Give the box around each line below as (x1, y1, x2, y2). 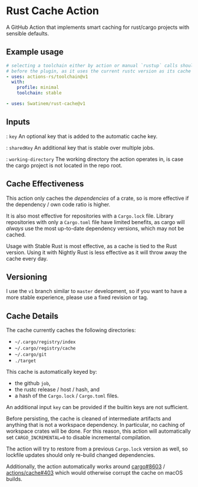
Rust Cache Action (6, 4, 99, 18)
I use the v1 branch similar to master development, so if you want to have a (6, 288, 187, 295)
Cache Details (6, 311, 59, 321)
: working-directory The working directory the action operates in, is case (6, 155, 184, 163)
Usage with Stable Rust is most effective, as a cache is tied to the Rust (6, 242, 177, 249)
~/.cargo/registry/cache (14, 345, 76, 351)
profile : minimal (16, 84, 60, 91)
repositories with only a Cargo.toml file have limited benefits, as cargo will (6, 218, 185, 225)
